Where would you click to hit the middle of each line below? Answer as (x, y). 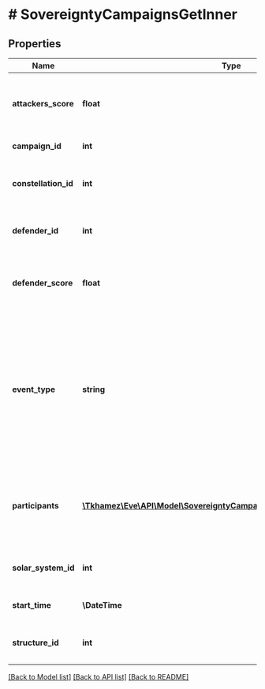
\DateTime (102, 605)
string (94, 389)
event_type (34, 389)
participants (35, 506)
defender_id (35, 231)
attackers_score (43, 104)
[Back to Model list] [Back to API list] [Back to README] (99, 677)
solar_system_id (43, 568)
